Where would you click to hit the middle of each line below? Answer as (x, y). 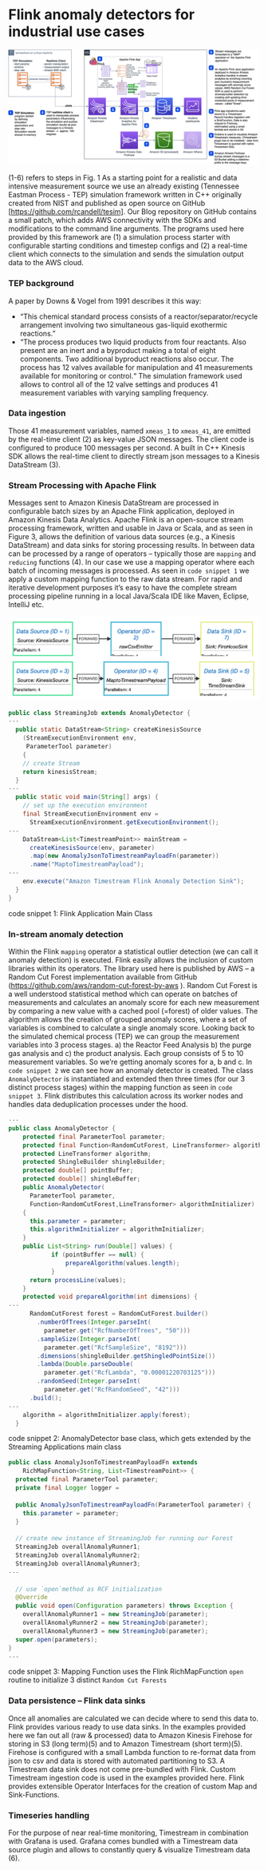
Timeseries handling (49, 1815)
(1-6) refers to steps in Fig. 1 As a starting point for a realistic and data (123, 178)
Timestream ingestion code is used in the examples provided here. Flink (126, 1777)
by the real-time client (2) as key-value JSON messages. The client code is (131, 439)
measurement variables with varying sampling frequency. (114, 392)
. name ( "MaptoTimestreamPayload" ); (87, 864)
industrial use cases (77, 32)
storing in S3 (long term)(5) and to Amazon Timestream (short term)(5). (126, 1744)
